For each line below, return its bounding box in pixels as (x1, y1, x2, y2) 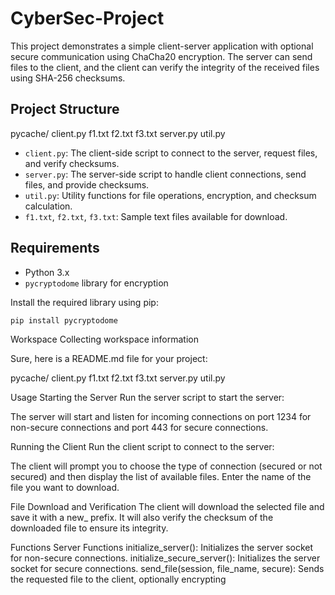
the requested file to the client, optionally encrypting (10, 573, 227, 586)
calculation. (24, 200, 73, 212)
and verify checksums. (24, 157, 120, 169)
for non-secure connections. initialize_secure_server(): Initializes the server (10, 552, 321, 564)
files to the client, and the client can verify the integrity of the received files (10, 61, 320, 73)
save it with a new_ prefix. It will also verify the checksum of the (10, 512, 274, 524)
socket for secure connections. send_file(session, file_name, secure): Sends (10, 563, 325, 575)
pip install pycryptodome (10, 315, 118, 326)
